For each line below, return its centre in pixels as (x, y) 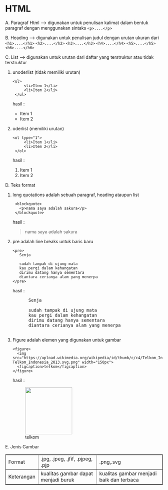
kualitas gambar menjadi (128, 473)
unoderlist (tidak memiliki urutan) (46, 72)
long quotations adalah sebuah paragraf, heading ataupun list (75, 195)
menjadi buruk (57, 479)
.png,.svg (110, 462)
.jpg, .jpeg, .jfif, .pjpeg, (67, 458)
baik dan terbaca (119, 479)
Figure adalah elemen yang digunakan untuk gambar (67, 340)
